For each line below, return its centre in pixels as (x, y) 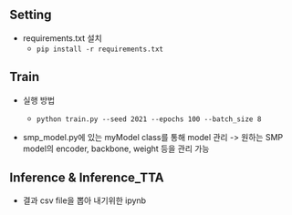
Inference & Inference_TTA (87, 178)
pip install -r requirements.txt (100, 49)
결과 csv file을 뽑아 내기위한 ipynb (84, 200)
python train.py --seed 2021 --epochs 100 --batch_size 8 (149, 119)
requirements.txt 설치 (62, 38)
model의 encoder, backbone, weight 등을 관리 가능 (116, 148)
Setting (31, 15)
